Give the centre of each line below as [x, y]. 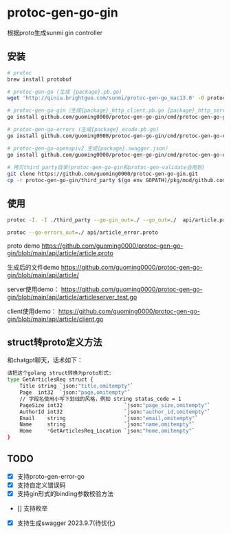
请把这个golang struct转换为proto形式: [59, 373]
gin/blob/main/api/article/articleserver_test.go [72, 297]
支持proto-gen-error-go [51, 476]
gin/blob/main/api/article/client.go [55, 319]
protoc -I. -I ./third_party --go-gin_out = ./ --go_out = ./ [92, 220]
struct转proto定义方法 [55, 342]
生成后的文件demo [33, 267]
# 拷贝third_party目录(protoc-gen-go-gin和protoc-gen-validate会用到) [106, 168]
